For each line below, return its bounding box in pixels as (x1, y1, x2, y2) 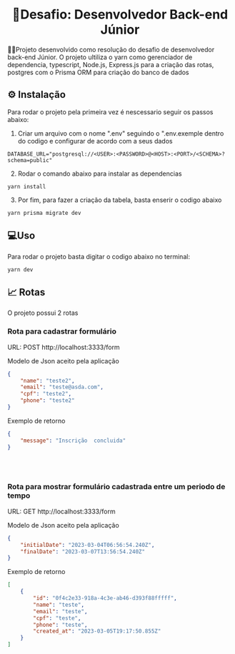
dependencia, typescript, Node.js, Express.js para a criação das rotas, (7, 60, 214, 69)
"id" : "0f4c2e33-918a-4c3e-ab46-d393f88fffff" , (33, 595, 177, 602)
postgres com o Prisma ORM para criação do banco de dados (7, 68, 189, 76)
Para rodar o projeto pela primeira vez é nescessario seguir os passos (7, 107, 214, 116)
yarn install (7, 183, 46, 190)
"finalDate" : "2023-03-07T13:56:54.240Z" (20, 548, 145, 555)
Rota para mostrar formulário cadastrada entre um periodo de (7, 482, 226, 492)
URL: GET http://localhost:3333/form (7, 507, 116, 515)
